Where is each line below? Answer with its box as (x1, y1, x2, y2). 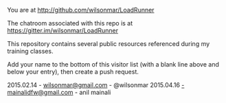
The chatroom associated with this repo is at (7, 19, 133, 27)
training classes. (7, 47, 54, 55)
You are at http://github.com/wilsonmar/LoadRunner (7, 6, 155, 14)
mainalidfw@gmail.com (7, 89, 74, 96)
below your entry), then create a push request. (7, 68, 139, 76)
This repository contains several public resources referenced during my (7, 40, 210, 47)
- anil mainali (74, 89, 111, 96)
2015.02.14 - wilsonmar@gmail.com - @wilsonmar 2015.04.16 (7, 81, 181, 89)
